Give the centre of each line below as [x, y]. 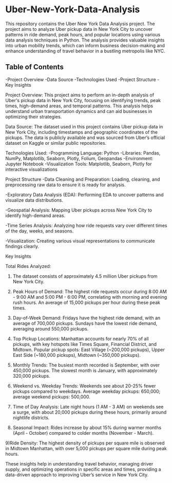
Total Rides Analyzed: [28, 266]
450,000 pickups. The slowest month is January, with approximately [85, 370]
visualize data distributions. [34, 200]
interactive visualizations [32, 169]
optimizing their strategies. [34, 117]
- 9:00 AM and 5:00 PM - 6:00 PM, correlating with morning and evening [90, 297]
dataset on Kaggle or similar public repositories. [56, 143]
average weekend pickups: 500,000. [52, 397]
